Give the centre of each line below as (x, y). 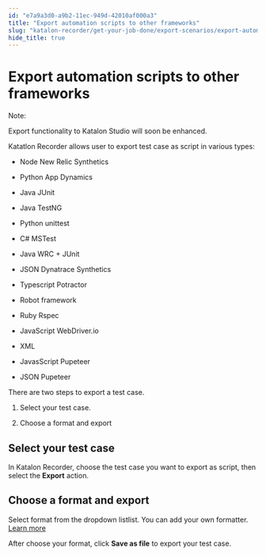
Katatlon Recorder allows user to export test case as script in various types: (131, 147)
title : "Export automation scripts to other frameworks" (104, 23)
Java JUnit (37, 193)
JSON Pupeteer (45, 377)
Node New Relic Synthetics (64, 162)
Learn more (27, 527)
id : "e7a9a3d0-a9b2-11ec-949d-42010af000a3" (83, 15)
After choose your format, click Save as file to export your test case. (120, 543)
